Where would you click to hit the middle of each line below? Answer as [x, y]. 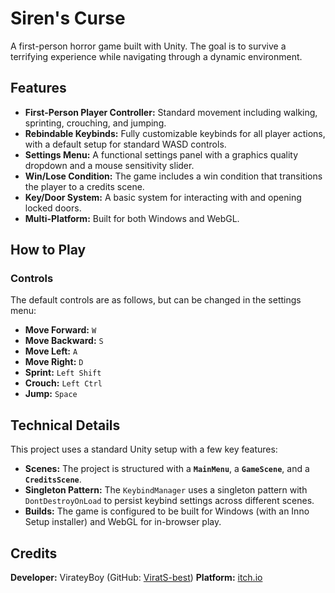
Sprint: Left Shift [63, 373]
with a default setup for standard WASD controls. [125, 144]
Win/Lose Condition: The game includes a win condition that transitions [173, 176]
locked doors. [53, 208]
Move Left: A [51, 351]
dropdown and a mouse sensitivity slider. [109, 165]
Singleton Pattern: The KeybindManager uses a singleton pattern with [166, 490]
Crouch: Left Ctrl [63, 383]
